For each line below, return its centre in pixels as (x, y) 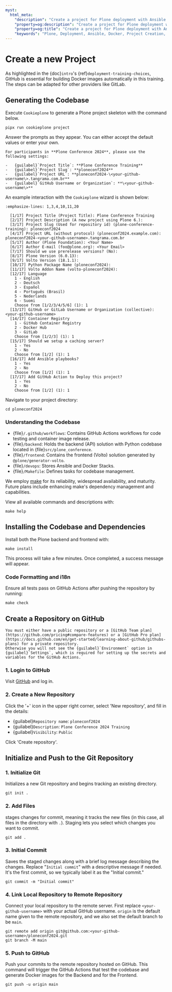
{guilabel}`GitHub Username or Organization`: (65, 183)
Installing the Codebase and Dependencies (76, 527)
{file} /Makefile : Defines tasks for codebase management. (73, 471)
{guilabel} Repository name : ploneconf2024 (56, 721)
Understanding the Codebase (43, 422)
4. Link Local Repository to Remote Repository (64, 894)
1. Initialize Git (23, 772)
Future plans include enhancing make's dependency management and (79, 487)
